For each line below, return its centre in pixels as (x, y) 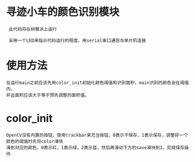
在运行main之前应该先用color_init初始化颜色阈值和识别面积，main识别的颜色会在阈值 (97, 83)
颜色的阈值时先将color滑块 (35, 141)
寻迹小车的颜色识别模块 (63, 12)
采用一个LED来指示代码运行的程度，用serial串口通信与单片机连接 (77, 41)
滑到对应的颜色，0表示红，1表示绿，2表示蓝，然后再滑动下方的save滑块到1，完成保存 (95, 147)
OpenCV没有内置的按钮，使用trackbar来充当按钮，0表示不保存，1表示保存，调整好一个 (97, 135)
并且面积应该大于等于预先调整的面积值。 (48, 95)
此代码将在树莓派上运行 (33, 29)
